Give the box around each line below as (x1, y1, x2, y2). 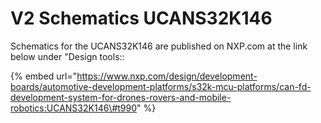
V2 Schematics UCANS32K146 (10, 7, 273, 30)
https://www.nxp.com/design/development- (76, 70, 258, 82)
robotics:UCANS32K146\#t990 (10, 102, 138, 114)
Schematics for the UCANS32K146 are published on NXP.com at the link (10, 40, 308, 52)
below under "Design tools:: (10, 50, 125, 62)
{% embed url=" (10, 70, 78, 82)
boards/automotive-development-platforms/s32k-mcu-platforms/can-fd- (10, 80, 312, 92)
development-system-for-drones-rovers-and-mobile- (10, 91, 232, 103)
